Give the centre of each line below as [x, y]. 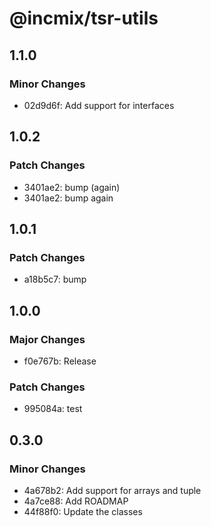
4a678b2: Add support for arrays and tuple [112, 490]
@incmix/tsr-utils [84, 18]
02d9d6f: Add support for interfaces [99, 105]
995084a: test [53, 409]
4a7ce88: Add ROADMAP [76, 501]
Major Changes [47, 339]
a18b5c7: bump [55, 279]
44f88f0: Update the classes [83, 511]
